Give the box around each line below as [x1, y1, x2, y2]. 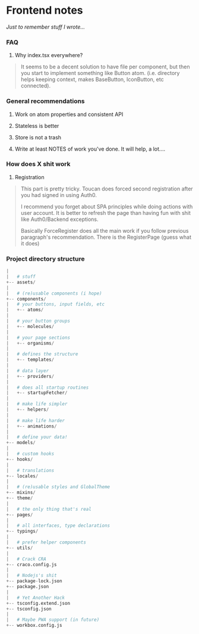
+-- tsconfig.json [6, 605, 52, 612]
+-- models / [6, 440, 36, 446]
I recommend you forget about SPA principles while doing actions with [20, 203, 193, 210]
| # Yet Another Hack [6, 595, 65, 601]
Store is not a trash [14, 133, 61, 140]
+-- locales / [6, 473, 39, 479]
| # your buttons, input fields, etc [6, 301, 105, 307]
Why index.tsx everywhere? [14, 52, 83, 59]
